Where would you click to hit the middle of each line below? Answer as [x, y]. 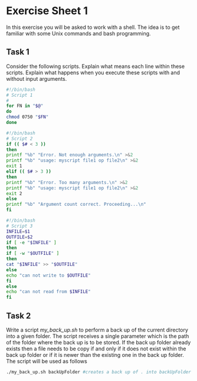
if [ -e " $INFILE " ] [32, 242]
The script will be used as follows [47, 361]
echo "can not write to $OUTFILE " [49, 275]
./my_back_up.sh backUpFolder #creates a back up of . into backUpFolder [99, 372]
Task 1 [18, 52]
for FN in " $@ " [25, 106]
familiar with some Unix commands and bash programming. [79, 33]
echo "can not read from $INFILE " [49, 292]
